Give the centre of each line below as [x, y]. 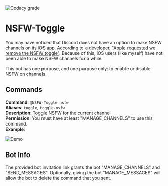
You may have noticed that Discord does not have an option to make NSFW [83, 42]
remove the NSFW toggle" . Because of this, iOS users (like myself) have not [84, 53]
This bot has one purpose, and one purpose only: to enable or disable [78, 68]
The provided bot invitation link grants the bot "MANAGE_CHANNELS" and [83, 167]
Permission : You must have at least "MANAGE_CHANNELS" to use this [79, 118]
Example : [15, 129]
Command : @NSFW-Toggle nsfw [37, 102]
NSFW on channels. [26, 74]
